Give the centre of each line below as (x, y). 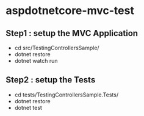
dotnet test (28, 107)
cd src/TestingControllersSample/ (57, 48)
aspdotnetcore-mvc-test (70, 11)
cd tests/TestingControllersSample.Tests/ (67, 95)
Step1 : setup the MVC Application (72, 33)
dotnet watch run (36, 61)
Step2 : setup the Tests (51, 80)
